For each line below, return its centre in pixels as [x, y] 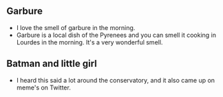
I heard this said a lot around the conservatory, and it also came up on [115, 80]
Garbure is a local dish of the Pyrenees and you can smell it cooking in [116, 35]
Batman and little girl [52, 64]
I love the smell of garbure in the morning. [76, 27]
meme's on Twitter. [44, 87]
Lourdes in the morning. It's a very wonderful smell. [89, 42]
